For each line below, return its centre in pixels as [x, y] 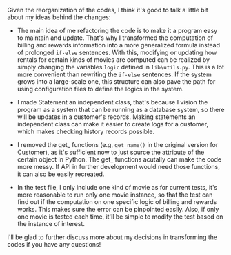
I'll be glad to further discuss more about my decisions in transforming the [112, 237]
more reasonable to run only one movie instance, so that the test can [115, 195]
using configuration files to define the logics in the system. [100, 89]
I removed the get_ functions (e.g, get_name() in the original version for [118, 145]
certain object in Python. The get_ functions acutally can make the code [119, 159]
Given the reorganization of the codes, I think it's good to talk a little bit [108, 10]
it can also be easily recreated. [61, 174]
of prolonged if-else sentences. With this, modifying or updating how [117, 52]
